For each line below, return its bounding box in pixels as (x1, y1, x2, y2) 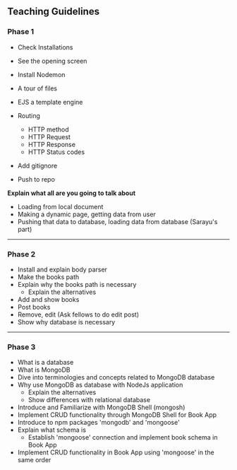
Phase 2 (7, 249, 36, 259)
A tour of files (17, 84, 58, 93)
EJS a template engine (17, 98, 83, 106)
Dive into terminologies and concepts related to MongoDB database (17, 373, 215, 382)
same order (17, 456, 51, 464)
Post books (17, 302, 51, 311)
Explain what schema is (17, 425, 87, 434)
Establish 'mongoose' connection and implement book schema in (28, 433, 218, 442)
